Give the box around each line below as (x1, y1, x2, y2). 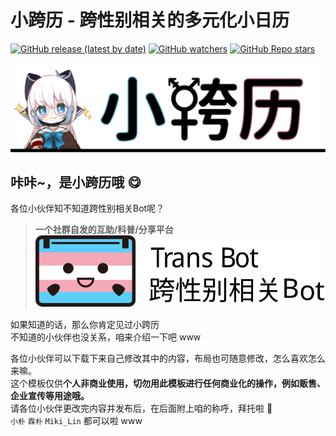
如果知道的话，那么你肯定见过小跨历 (10, 319, 160, 331)
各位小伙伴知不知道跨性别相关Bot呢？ (10, 202, 165, 215)
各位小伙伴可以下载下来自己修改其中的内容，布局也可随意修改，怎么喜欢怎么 (10, 352, 326, 365)
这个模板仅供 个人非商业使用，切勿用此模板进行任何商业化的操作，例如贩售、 (10, 377, 326, 390)
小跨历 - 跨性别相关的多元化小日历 (10, 9, 290, 32)
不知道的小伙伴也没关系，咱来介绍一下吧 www (10, 331, 202, 343)
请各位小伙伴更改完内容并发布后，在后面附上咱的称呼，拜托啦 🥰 (10, 402, 273, 415)
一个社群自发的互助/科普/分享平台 (34, 224, 174, 236)
